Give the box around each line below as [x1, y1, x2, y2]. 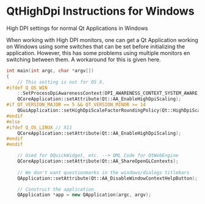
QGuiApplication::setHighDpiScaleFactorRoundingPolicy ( [17, 107, 163, 114]
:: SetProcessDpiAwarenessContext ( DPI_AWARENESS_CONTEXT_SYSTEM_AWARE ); [17, 90, 203, 97]
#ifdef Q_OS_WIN [6, 84, 48, 91]
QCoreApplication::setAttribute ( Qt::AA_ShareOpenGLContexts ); [17, 158, 179, 164]
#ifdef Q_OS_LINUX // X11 [6, 124, 72, 131]
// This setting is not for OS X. [17, 79, 105, 85]
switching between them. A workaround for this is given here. [6, 56, 161, 63]
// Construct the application [17, 186, 95, 192]
